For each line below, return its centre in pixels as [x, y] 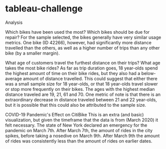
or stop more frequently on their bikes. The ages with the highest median [80, 89]
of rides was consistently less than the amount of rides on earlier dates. [79, 141]
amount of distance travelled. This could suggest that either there [90, 78]
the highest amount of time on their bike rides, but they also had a [73, 73]
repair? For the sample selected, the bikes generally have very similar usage [83, 37]
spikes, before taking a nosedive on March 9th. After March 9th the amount [83, 136]
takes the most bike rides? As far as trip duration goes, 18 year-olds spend [82, 68]
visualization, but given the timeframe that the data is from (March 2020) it [82, 120]
